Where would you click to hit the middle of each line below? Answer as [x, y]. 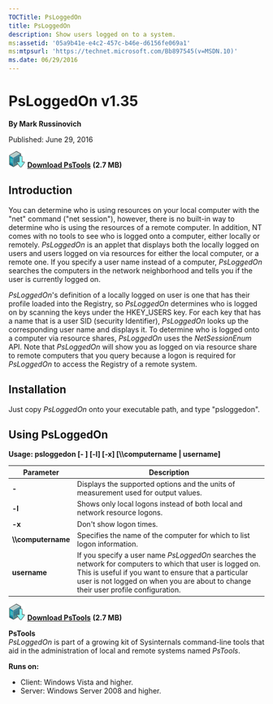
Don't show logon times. [117, 524]
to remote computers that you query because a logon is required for [122, 355]
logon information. [107, 544]
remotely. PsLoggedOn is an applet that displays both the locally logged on [134, 245]
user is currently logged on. [55, 279]
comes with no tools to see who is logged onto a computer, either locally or [134, 236]
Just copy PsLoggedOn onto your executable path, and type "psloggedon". [134, 409]
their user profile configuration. [129, 590]
